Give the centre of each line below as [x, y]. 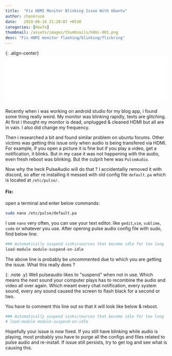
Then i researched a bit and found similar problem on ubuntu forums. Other [85, 137]
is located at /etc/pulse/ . [32, 180]
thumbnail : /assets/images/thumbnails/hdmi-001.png [62, 33]
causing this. [19, 348]
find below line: [22, 234]
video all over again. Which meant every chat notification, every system [81, 285]
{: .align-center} [22, 53]
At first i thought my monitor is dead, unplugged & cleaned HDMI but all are [85, 122]
